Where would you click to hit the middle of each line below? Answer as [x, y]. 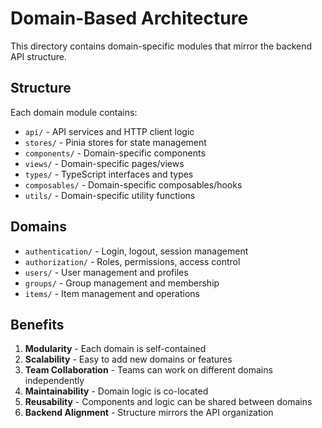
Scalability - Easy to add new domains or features [128, 359]
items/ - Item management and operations [112, 293]
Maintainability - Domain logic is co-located [116, 391]
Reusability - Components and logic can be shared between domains [168, 402]
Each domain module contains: [74, 112]
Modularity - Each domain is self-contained [115, 349]
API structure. [38, 56]
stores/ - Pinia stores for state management [115, 142]
